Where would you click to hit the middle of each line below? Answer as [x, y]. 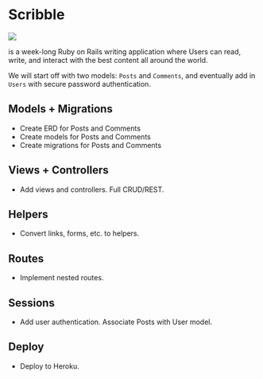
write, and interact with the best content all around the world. [108, 60]
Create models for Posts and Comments [85, 136]
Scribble [37, 15]
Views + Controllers [58, 170]
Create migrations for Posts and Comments [90, 145]
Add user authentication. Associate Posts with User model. [116, 322]
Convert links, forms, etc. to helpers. [79, 233]
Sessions [32, 303]
